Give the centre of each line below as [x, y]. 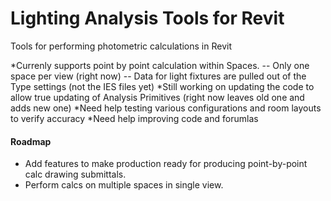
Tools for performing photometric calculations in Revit [121, 46]
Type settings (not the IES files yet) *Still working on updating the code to [162, 86]
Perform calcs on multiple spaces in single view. [124, 185]
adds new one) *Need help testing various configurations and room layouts [166, 108]
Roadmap [31, 141]
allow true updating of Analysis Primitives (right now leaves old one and [157, 97]
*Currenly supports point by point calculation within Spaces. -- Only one [160, 65]
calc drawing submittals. [75, 174]
